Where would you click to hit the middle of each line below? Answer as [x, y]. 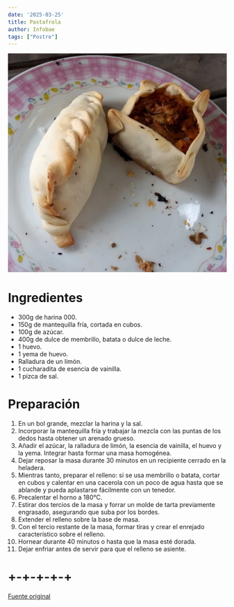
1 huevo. [30, 347]
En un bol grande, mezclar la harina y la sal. [80, 424]
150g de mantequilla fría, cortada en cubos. [80, 325]
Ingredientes [45, 298]
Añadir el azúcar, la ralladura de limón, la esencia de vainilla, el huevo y [119, 446]
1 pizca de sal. [38, 376]
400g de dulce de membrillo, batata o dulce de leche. [95, 340]
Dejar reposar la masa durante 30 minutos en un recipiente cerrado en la [122, 460]
